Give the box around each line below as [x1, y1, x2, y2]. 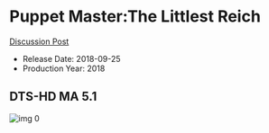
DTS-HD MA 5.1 [9, 89, 97, 104]
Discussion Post [9, 36, 70, 47]
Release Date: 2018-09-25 [22, 53, 121, 64]
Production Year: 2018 [22, 63, 106, 74]
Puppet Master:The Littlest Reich [9, 6, 262, 27]
